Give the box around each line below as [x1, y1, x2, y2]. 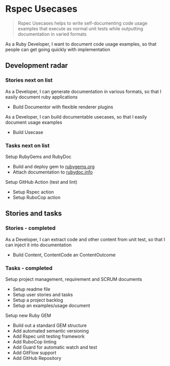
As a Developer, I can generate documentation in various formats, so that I [5, 88, 162, 94]
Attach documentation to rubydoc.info [12, 169, 93, 175]
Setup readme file [12, 286, 51, 292]
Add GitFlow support [12, 350, 57, 356]
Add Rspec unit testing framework [12, 333, 85, 339]
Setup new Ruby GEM [5, 312, 51, 318]
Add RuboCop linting [12, 338, 57, 344]
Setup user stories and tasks [12, 291, 73, 298]
